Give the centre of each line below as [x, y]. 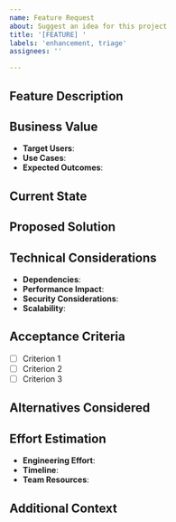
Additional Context [63, 508]
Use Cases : [44, 158]
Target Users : [48, 148]
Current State [48, 196]
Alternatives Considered [80, 408]
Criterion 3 [42, 379]
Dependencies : [51, 279]
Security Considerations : [70, 299]
